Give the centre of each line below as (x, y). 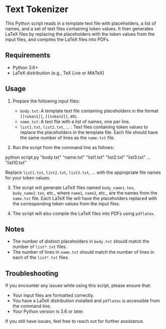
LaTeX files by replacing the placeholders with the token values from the (80, 34)
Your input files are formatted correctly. (53, 295)
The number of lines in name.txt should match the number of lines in (83, 252)
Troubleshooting (32, 273)
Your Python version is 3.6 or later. (48, 311)
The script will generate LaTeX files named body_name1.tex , (73, 187)
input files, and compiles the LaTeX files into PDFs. (58, 39)
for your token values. (28, 177)
